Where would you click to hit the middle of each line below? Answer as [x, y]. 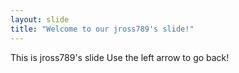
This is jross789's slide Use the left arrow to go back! [120, 57]
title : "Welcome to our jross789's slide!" [102, 29]
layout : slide [40, 19]
